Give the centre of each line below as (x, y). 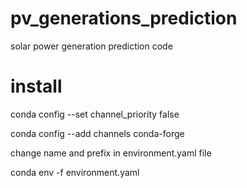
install (36, 86)
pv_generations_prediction (124, 18)
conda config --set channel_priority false (95, 114)
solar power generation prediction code (91, 46)
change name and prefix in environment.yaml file (111, 153)
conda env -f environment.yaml (75, 172)
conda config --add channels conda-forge (97, 133)
